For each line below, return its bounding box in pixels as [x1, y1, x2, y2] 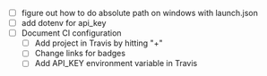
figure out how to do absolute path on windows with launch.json [21, 8, 259, 18]
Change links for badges [34, 48, 126, 59]
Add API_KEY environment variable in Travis [34, 58, 198, 69]
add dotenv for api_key [21, 18, 107, 29]
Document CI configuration [21, 28, 122, 38]
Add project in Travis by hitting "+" [34, 38, 163, 48]
